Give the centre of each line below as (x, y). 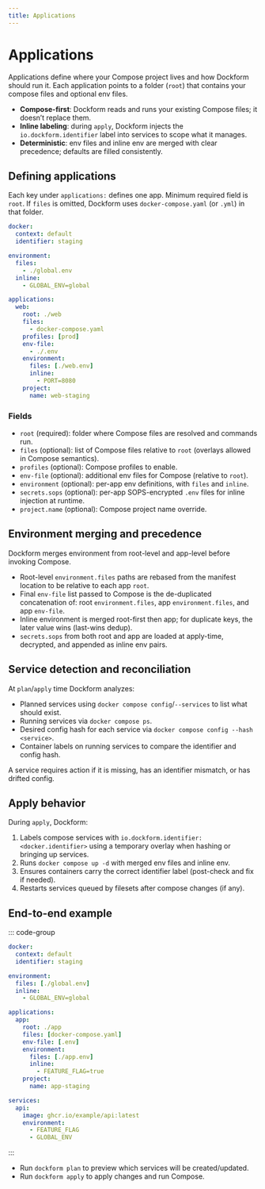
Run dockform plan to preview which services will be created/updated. (134, 1168)
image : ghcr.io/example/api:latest (81, 1115)
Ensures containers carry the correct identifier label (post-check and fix (137, 872)
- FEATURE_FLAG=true (70, 1072)
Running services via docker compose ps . (86, 721)
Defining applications (62, 176)
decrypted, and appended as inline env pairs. (93, 645)
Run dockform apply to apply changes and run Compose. (112, 1176)
